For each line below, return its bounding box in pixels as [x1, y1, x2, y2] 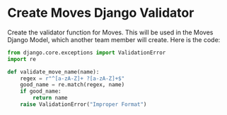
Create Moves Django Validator [7, 5, 194, 21]
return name [33, 95, 69, 102]
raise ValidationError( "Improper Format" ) [20, 101, 147, 108]
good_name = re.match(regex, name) [20, 81, 125, 88]
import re [7, 55, 37, 62]
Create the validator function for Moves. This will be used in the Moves [7, 28, 214, 36]
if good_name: [20, 88, 62, 95]
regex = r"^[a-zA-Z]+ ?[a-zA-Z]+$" [20, 75, 125, 82]
